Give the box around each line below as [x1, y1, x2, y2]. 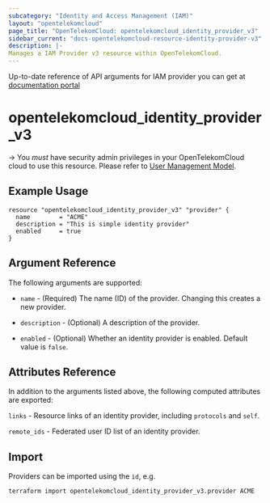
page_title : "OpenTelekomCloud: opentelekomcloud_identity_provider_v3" [8, 27, 259, 35]
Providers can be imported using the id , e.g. [8, 471, 156, 481]
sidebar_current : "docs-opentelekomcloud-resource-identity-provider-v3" [8, 34, 263, 43]
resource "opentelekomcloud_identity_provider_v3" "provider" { [8, 205, 230, 214]
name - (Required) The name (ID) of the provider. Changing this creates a [19, 293, 261, 303]
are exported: [8, 395, 54, 405]
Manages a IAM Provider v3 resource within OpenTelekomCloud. [8, 49, 222, 57]
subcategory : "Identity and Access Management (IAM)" [8, 11, 194, 20]
